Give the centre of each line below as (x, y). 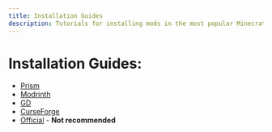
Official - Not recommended (68, 120)
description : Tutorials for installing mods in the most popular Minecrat (137, 23)
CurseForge (40, 112)
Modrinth (35, 95)
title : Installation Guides (56, 16)
